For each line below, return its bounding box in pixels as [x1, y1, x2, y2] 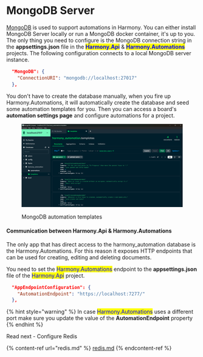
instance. [6, 56, 30, 63]
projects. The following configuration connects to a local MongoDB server [6, 49, 191, 56]
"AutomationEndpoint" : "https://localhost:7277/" [17, 291, 146, 297]
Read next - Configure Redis [6, 333, 78, 340]
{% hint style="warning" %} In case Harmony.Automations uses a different [6, 308, 193, 316]
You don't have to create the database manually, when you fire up [6, 92, 171, 100]
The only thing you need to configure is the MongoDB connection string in [6, 36, 192, 44]
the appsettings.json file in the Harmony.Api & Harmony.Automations [6, 43, 185, 50]
